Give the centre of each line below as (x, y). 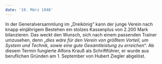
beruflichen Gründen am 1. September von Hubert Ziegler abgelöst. (75, 56)
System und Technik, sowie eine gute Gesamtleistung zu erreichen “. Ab (80, 45)
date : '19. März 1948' (29, 10)
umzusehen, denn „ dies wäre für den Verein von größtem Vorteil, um (77, 40)
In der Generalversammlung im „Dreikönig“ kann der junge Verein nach (79, 24)
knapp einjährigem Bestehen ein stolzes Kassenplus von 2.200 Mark (77, 29)
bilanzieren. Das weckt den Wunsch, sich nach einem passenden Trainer (81, 34)
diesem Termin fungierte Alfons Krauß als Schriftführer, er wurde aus (77, 50)
